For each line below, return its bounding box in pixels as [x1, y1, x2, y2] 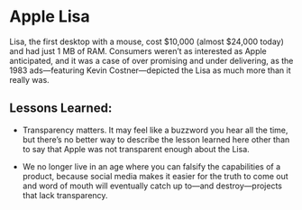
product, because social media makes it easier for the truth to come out [22, 170, 288, 181]
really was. [9, 74, 50, 85]
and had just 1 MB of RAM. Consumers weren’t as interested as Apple [9, 45, 268, 56]
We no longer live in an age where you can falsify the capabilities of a [22, 160, 281, 172]
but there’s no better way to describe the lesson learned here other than [22, 133, 290, 145]
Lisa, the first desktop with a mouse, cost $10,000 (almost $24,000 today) [9, 36, 284, 47]
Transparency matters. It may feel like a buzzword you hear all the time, [22, 124, 288, 135]
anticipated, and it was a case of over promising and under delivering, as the [9, 55, 294, 66]
